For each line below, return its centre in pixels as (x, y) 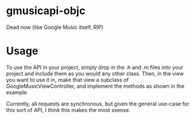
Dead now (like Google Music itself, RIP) (55, 27)
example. (17, 92)
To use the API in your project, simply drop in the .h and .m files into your (95, 67)
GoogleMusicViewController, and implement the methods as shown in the (95, 86)
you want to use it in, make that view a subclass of (67, 80)
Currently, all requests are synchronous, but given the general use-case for (98, 104)
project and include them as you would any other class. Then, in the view (95, 73)
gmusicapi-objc (46, 11)
